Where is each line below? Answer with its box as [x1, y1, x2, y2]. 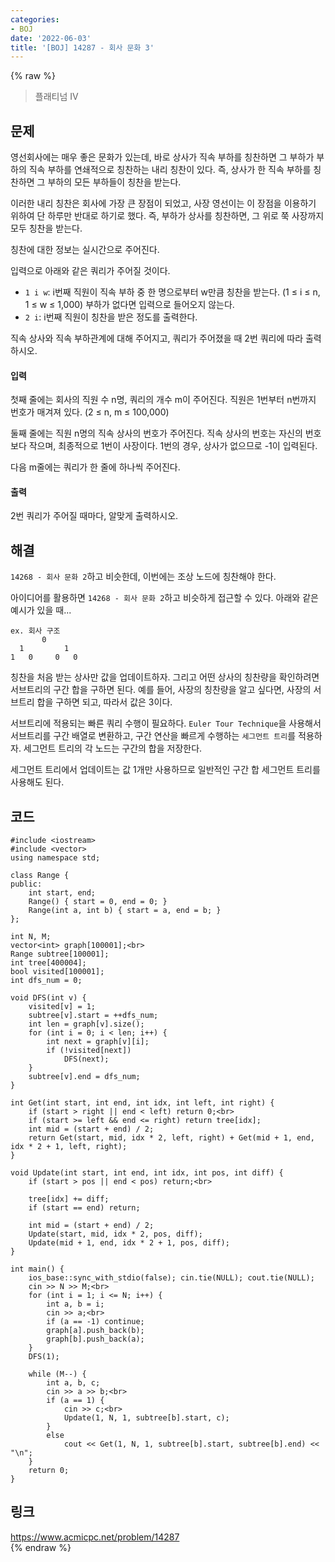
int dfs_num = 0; [10, 976, 83, 986]
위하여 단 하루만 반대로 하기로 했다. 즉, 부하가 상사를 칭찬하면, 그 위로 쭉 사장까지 [10, 210, 325, 222]
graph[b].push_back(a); [46, 1334, 145, 1345]
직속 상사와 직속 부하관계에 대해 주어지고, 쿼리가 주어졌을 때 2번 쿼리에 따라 [10, 332, 304, 345]
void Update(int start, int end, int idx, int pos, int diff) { [10, 1168, 284, 1178]
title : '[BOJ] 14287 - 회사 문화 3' [10, 42, 155, 53]
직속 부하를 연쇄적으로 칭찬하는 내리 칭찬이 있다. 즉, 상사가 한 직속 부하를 [28, 164, 312, 176]
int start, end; [28, 888, 97, 898]
